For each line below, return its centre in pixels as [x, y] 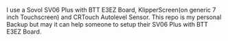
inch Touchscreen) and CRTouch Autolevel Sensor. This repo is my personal [114, 17]
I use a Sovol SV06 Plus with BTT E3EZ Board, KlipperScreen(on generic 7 [111, 10]
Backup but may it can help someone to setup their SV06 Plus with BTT [107, 24]
